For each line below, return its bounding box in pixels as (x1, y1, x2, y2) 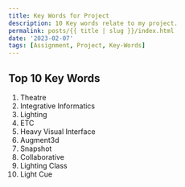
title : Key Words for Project (8, 11, 110, 20)
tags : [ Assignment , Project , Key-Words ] (8, 42, 146, 50)
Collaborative (19, 152, 64, 161)
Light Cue (19, 169, 53, 179)
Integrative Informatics (19, 101, 95, 111)
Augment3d (19, 135, 60, 144)
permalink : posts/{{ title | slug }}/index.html (8, 26, 175, 35)
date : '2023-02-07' (8, 34, 74, 43)
